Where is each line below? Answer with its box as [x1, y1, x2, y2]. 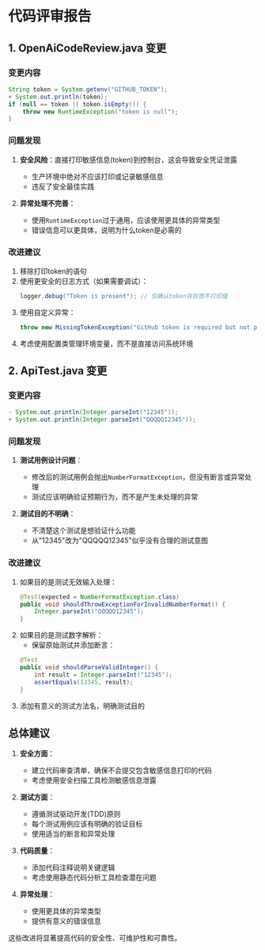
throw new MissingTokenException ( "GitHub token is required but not [19, 323, 251, 331]
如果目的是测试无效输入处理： [19, 577, 117, 587]
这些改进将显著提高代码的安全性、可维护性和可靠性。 [8, 933, 182, 943]
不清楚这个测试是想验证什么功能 [31, 526, 136, 535]
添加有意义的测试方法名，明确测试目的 [19, 701, 145, 711]
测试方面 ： [19, 792, 55, 802]
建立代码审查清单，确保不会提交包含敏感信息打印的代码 [31, 766, 212, 776]
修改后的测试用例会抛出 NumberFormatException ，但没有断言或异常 [31, 473, 245, 482]
